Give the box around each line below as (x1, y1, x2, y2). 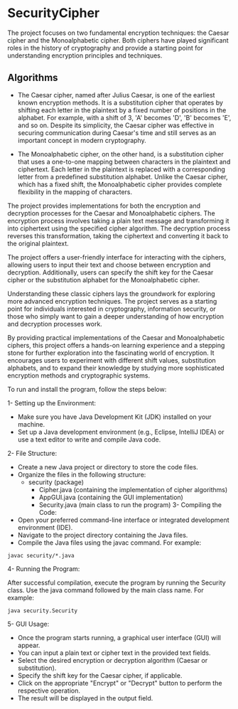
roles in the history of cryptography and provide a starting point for (7, 43, 204, 52)
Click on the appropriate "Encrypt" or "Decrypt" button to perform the (17, 678, 222, 687)
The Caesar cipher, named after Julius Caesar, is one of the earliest (17, 90, 215, 99)
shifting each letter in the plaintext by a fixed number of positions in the (17, 105, 227, 114)
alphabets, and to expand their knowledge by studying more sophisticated (7, 363, 225, 372)
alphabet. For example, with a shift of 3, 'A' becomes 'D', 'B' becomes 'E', (17, 113, 232, 122)
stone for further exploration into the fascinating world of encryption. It (7, 348, 215, 357)
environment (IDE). (17, 523, 73, 531)
